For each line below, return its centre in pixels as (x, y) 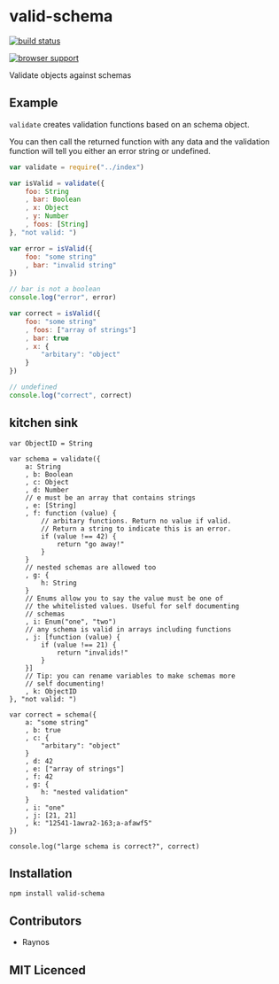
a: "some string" (57, 722)
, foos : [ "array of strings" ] (81, 329)
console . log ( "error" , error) (63, 298)
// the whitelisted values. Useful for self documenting (132, 606)
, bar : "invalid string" (71, 265)
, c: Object (47, 482)
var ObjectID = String (51, 443)
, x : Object (47, 208)
